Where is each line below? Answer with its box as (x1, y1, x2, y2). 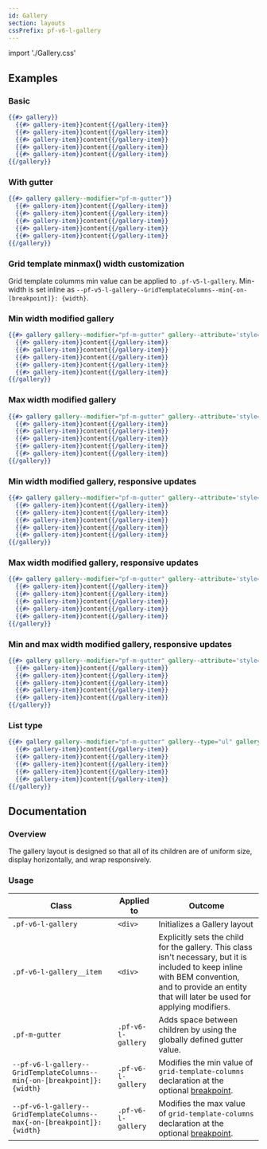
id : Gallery (8, 11, 48, 20)
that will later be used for (158, 991, 252, 1002)
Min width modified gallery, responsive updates (8, 476, 197, 487)
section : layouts (8, 19, 66, 27)
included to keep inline (158, 962, 243, 973)
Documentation (8, 804, 87, 818)
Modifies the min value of (158, 1057, 253, 1069)
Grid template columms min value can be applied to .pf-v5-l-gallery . (8, 276, 238, 285)
